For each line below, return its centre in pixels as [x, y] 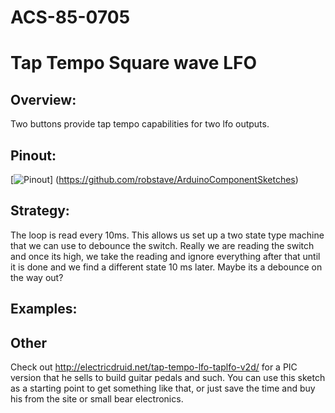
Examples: [44, 309]
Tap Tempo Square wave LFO [134, 63]
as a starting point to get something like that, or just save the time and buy [163, 388]
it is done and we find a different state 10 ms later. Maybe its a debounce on [166, 267]
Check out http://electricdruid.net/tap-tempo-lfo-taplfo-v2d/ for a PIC [154, 367]
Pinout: [33, 155]
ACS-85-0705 [70, 17]
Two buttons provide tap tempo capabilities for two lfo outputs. [140, 124]
